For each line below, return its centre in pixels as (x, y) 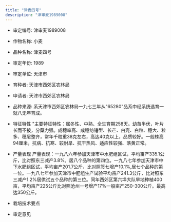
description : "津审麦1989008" (36, 15)
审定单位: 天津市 (30, 74)
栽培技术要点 (26, 203)
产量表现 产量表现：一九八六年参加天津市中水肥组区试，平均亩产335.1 (86, 154)
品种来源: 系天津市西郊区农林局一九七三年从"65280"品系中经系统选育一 (88, 106)
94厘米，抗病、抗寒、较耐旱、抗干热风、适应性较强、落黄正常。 (81, 143)
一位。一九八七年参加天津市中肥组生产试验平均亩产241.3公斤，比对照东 (88, 173)
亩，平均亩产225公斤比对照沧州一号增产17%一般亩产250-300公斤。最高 (89, 186)
